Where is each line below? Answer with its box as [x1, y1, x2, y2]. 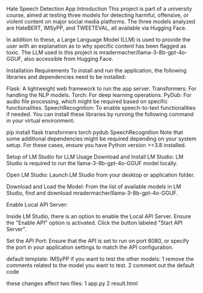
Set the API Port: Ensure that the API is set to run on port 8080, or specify [6, 238, 189, 244]
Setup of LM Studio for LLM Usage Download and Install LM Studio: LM [6, 153, 184, 160]
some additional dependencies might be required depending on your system [6, 135, 196, 142]
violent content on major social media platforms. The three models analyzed [6, 18, 195, 25]
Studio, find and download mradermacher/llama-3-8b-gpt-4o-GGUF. [6, 189, 178, 197]
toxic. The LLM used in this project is [6, 49, 98, 56]
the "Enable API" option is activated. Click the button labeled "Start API [6, 219, 183, 226]
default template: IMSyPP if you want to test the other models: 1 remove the [6, 256, 195, 262]
